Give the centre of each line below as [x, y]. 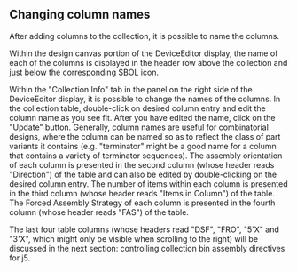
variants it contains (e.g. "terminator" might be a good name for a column [143, 146]
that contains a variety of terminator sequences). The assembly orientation [146, 156]
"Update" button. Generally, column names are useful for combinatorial [139, 127]
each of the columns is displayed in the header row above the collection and [148, 62]
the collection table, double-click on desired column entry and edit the [137, 108]
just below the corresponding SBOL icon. [84, 72]
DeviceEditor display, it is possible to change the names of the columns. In [145, 99]
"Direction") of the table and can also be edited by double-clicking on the [143, 174]
